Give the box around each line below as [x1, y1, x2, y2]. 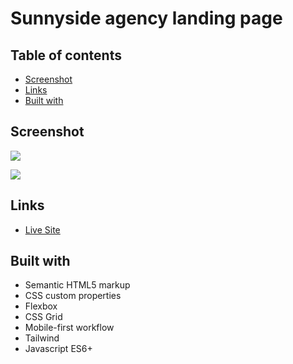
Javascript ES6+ [24, 343, 93, 355]
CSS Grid [24, 311, 63, 323]
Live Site [24, 223, 61, 236]
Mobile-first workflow [24, 322, 115, 334]
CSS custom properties [24, 290, 122, 302]
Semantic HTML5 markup [24, 279, 131, 291]
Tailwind [24, 332, 60, 344]
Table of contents [10, 47, 122, 64]
